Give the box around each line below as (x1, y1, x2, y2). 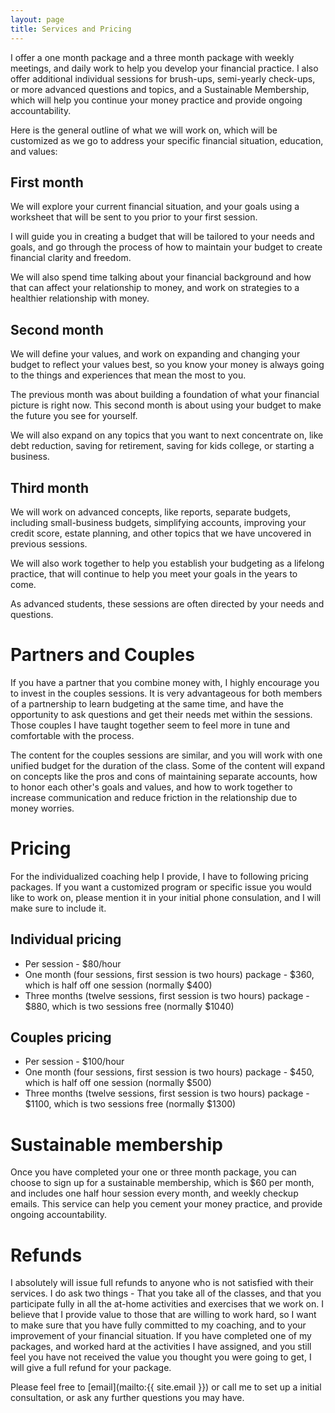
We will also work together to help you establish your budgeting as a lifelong (10, 557, 325, 569)
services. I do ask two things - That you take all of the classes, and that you (10, 1287, 322, 1300)
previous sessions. (10, 537, 88, 550)
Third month (10, 479, 89, 496)
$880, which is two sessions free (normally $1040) (24, 1000, 235, 1012)
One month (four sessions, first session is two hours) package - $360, (24, 968, 315, 980)
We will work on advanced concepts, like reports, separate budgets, (10, 506, 291, 518)
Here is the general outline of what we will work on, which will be (10, 124, 278, 136)
